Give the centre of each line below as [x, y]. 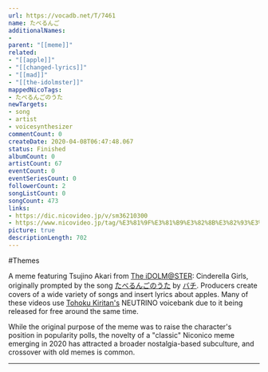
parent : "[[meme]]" [41, 45]
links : [19, 208]
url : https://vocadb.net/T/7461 [62, 16]
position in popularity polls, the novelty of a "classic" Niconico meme [122, 335]
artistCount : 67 [35, 164]
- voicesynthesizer [41, 127]
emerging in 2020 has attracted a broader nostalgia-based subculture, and [131, 343]
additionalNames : [37, 30]
